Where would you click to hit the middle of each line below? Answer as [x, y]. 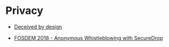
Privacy [24, 11]
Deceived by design [38, 27]
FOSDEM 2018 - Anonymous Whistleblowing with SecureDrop [88, 38]
